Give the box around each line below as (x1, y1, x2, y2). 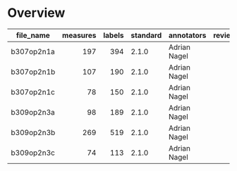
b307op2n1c (11, 87, 55, 96)
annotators (168, 30, 207, 40)
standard (130, 30, 162, 40)
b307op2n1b (11, 67, 56, 77)
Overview (7, 5, 66, 21)
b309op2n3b (11, 127, 56, 137)
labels (103, 30, 124, 40)
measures (62, 30, 97, 40)
